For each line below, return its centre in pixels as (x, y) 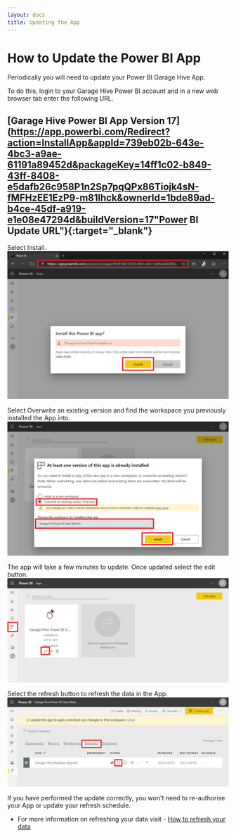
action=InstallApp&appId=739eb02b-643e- (106, 143)
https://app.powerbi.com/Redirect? (90, 131)
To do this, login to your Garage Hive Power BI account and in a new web (113, 91)
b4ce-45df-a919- (47, 209)
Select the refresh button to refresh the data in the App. (88, 693)
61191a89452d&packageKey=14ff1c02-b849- (110, 164)
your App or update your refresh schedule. (69, 805)
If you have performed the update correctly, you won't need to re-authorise (116, 798)
